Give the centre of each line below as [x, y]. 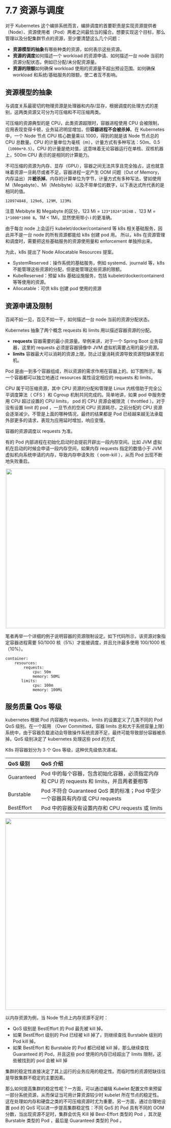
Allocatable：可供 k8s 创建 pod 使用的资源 [57, 288]
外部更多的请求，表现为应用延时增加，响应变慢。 [56, 420]
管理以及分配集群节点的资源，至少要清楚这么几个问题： [63, 38]
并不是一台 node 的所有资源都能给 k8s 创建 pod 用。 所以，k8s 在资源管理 [87, 234]
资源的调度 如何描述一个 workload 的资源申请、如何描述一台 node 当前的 [88, 55]
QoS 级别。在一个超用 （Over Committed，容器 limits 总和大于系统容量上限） [85, 726]
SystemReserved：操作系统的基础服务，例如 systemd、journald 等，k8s [89, 263]
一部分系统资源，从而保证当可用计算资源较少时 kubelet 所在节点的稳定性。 [83, 1095]
